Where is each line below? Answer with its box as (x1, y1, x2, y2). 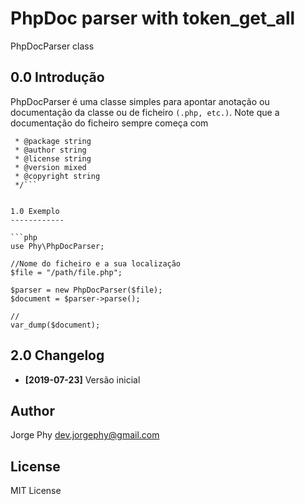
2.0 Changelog (10, 347, 105, 364)
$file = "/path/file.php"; (10, 267, 123, 277)
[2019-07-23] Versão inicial (24, 373, 141, 386)
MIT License (10, 485, 62, 497)
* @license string (14, 153, 92, 164)
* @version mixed (14, 162, 87, 172)
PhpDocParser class (10, 40, 95, 52)
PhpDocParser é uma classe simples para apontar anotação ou (10, 95, 270, 107)
